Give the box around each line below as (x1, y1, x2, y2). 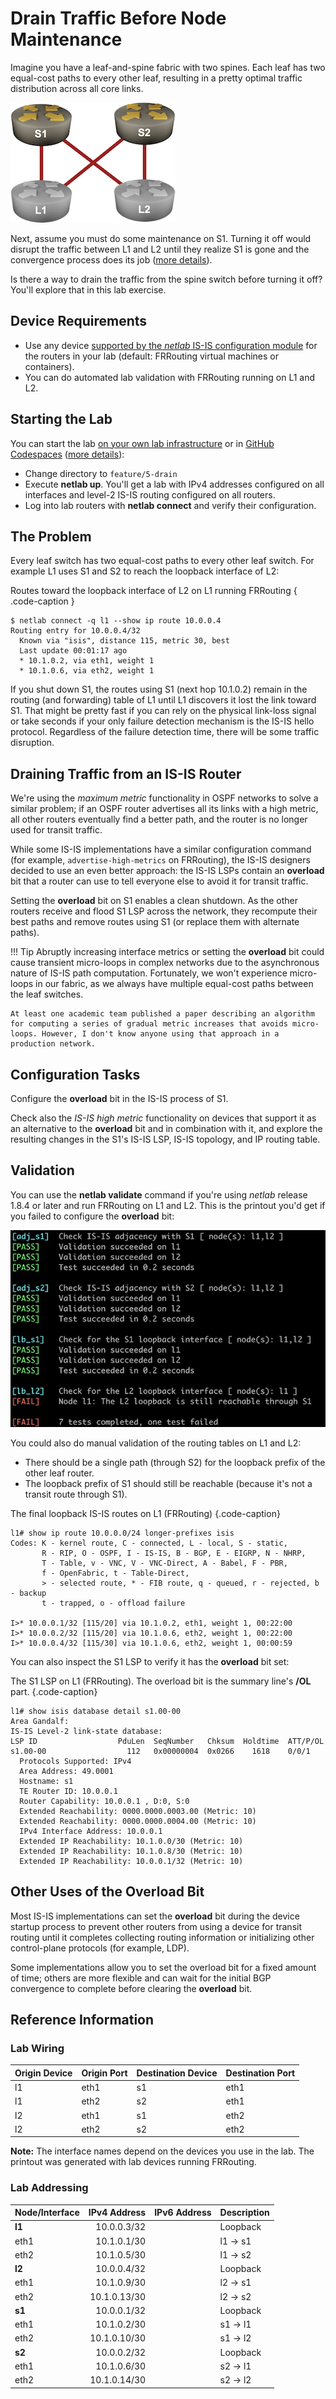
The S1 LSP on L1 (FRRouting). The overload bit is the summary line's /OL (10, 1675, 312, 1687)
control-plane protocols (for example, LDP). (10, 1942, 190, 1954)
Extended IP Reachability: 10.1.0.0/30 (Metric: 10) (19, 1836, 244, 1846)
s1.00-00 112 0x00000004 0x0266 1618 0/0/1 (10, 1746, 311, 1756)
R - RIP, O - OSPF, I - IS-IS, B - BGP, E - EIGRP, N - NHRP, (41, 1548, 307, 1558)
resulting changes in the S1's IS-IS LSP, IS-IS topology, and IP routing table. (10, 1133, 321, 1145)
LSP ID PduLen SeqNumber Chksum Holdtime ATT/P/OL (10, 1736, 325, 1746)
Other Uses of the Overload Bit (10, 1883, 205, 1901)
